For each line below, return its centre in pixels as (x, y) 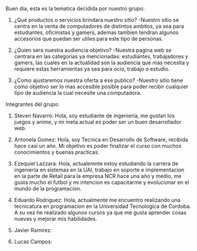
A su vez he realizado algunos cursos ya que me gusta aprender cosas (100, 212)
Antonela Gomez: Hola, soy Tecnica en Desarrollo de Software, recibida (101, 140)
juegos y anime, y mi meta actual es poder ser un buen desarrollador (98, 122)
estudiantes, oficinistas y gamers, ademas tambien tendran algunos (96, 32)
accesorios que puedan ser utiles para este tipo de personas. (88, 39)
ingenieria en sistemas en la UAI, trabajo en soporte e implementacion (99, 170)
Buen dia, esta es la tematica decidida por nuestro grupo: (75, 9)
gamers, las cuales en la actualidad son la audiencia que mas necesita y (101, 62)
